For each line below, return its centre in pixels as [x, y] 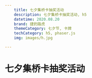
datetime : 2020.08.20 [37, 19]
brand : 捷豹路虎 [29, 24]
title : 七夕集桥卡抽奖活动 [39, 10]
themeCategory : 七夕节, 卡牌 [43, 29]
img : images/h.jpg [33, 38]
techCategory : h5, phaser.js [45, 33]
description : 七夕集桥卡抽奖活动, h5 [50, 15]
